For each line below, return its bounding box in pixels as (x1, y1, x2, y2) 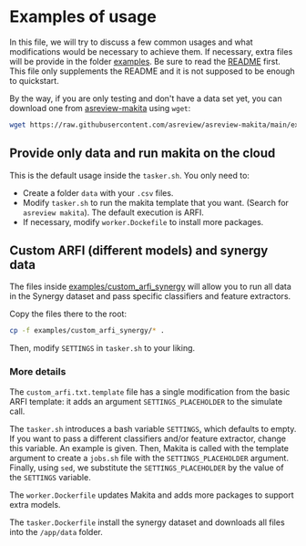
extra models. (9, 499, 61, 510)
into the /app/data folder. (9, 526, 103, 537)
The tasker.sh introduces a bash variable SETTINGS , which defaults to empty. (9, 423, 297, 434)
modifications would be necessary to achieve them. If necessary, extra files (9, 46, 293, 57)
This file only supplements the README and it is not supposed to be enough (9, 66, 296, 77)
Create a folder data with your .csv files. (22, 187, 174, 198)
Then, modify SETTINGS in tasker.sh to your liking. (9, 343, 196, 354)
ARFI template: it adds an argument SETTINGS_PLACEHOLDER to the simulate (9, 396, 283, 407)
